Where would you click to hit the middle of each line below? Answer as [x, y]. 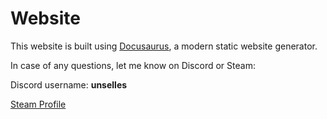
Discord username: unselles [69, 84]
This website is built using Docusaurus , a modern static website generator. [164, 46]
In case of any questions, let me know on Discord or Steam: [133, 65]
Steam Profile [38, 104]
